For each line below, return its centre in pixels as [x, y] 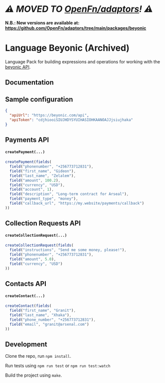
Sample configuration [39, 99]
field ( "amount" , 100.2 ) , [35, 180]
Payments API [27, 140]
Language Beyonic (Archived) [67, 48]
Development [26, 344]
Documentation [30, 83]
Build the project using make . [34, 375]
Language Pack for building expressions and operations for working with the [82, 62]
